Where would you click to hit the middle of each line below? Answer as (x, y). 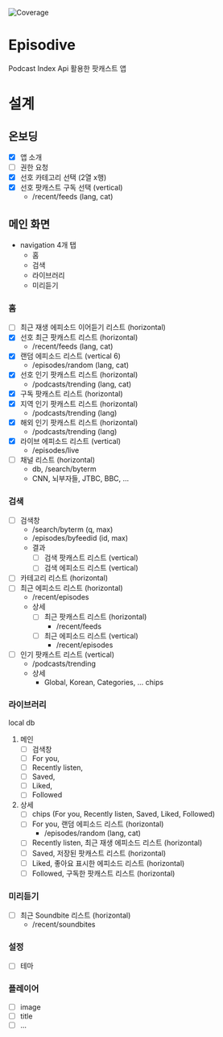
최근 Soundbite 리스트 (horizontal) (75, 915)
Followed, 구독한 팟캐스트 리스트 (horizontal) (103, 873)
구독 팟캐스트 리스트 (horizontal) (71, 393)
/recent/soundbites (64, 925)
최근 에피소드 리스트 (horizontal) (71, 588)
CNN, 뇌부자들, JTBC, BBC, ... (81, 478)
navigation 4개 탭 (48, 245)
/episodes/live (56, 450)
